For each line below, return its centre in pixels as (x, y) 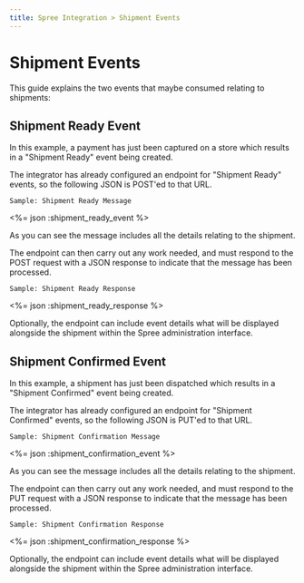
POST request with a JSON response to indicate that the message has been (151, 263)
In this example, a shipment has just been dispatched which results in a (142, 384)
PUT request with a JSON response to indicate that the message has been (148, 499)
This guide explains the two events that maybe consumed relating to (137, 88)
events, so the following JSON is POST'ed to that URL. (111, 185)
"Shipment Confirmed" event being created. (92, 393)
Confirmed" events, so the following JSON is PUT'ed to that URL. (131, 420)
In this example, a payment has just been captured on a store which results (150, 148)
